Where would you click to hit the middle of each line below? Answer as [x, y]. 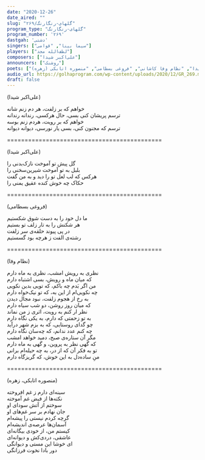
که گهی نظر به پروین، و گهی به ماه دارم [51, 344]
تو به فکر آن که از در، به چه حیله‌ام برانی [52, 351]
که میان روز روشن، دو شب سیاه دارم [49, 305]
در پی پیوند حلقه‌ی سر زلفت [38, 231]
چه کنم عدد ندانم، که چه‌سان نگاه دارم [50, 331]
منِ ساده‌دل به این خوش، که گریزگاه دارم [53, 357]
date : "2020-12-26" [32, 12]
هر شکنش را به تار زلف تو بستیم [43, 225]
